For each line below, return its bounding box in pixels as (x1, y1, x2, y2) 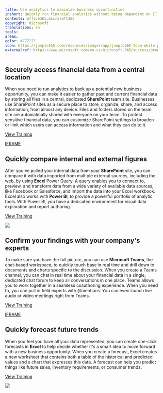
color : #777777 (5, 39, 36, 44)
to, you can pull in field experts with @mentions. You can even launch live (5, 287, 152, 293)
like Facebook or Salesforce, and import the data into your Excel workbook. (5, 189, 156, 194)
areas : (5, 34, 18, 39)
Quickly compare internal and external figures (5, 155, 147, 163)
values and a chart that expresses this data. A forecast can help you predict (5, 359, 156, 365)
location (5, 73, 31, 81)
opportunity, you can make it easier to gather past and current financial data (5, 91, 158, 97)
